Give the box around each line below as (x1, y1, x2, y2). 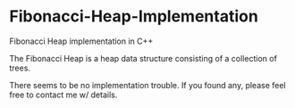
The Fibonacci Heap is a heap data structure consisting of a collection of (9, 53, 277, 63)
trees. (9, 62, 31, 73)
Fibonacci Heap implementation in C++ (9, 36, 154, 46)
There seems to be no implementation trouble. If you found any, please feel (9, 79, 286, 90)
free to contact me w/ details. (9, 89, 118, 100)
